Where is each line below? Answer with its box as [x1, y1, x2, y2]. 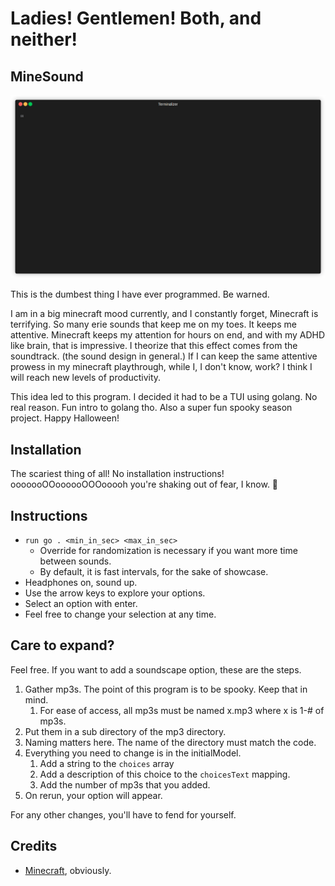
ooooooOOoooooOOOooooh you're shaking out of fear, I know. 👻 [10, 478, 279, 491]
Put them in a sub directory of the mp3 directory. [24, 725, 227, 737]
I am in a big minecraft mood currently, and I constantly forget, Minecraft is [10, 308, 319, 320]
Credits [10, 838, 58, 855]
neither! [10, 28, 78, 51]
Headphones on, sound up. [24, 576, 138, 588]
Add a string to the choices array [39, 757, 175, 769]
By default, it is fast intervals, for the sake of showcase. [39, 565, 269, 577]
